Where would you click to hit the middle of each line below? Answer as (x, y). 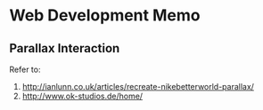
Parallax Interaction (65, 48)
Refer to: (25, 69)
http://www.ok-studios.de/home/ (82, 96)
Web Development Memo (105, 16)
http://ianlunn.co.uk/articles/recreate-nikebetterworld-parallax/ (138, 86)
